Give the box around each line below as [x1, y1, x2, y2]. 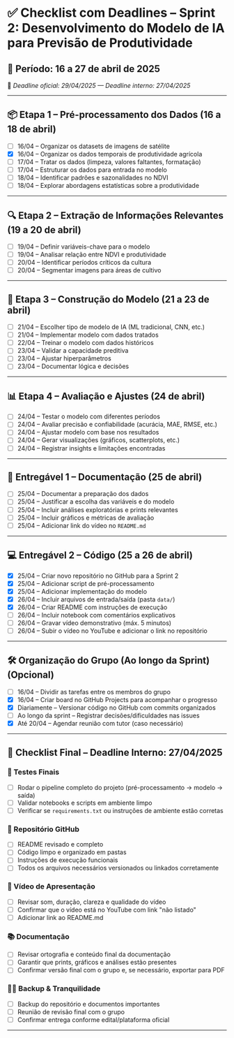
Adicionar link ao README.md [17, 913, 104, 921]
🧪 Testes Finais [7, 767, 60, 777]
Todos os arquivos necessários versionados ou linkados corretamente [17, 864, 219, 872]
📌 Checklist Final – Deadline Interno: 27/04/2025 [7, 746, 223, 759]
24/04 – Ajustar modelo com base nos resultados [17, 428, 159, 437]
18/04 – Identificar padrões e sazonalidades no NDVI [17, 173, 169, 182]
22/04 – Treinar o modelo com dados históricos [17, 339, 155, 347]
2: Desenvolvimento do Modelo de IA [7, 20, 225, 36]
